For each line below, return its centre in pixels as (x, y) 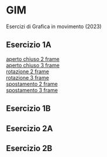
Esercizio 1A (29, 45)
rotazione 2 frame (28, 71)
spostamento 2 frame (32, 84)
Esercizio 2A (30, 129)
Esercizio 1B (28, 109)
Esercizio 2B (29, 148)
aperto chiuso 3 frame (33, 65)
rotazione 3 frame (28, 77)
